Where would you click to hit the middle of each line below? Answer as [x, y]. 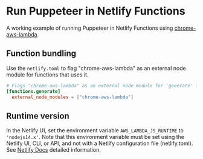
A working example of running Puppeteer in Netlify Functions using [90, 28]
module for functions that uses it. [47, 75]
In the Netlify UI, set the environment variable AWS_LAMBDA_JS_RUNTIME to [95, 130]
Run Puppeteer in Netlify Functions [96, 11]
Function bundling [41, 54]
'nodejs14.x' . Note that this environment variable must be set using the [95, 137]
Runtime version [38, 116]
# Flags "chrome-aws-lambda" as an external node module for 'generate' [100, 86]
